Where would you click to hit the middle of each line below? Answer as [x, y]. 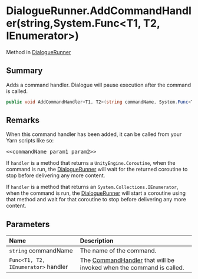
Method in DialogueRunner [39, 52]
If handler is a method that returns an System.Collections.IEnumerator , [92, 187]
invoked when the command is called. [132, 268]
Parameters [28, 224]
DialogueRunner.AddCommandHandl [99, 11]
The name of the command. [118, 251]
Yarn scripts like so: [30, 141]
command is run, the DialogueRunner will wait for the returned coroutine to [97, 170]
